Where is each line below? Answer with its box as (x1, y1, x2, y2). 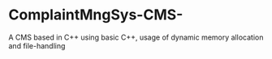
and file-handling (8, 40, 66, 50)
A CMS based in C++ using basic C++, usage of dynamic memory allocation (8, 32, 264, 42)
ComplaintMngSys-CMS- (8, 6, 183, 24)
